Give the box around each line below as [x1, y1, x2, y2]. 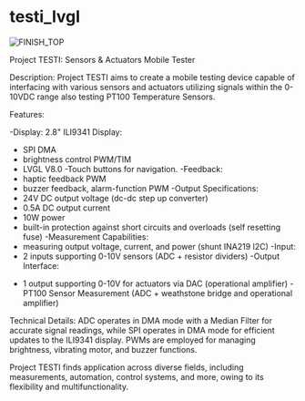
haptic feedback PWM [22, 173, 107, 184]
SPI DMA [22, 144, 56, 155]
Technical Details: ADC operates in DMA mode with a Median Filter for [9, 314, 273, 325]
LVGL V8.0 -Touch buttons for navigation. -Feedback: [22, 163, 223, 174]
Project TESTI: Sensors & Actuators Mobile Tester [9, 54, 196, 65]
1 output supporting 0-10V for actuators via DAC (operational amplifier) [22, 278, 289, 289]
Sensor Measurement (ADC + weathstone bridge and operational [48, 287, 293, 298]
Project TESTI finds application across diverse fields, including [9, 362, 244, 373]
